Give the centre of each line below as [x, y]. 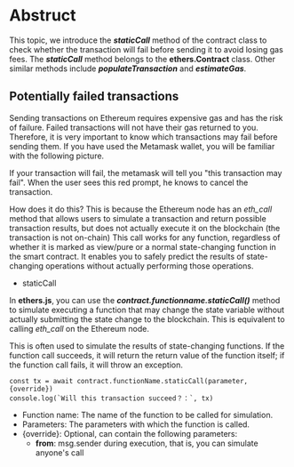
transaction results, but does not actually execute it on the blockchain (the [145, 228]
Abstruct [43, 16]
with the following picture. [57, 156]
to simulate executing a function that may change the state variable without [147, 310]
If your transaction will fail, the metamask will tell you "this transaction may [146, 173]
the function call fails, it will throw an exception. [96, 365]
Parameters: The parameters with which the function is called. [136, 424]
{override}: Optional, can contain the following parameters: [130, 433]
